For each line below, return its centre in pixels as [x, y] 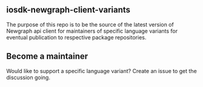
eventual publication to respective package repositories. [76, 37]
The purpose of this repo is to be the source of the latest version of [90, 24]
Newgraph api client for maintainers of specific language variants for [92, 31]
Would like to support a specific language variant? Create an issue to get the [101, 71]
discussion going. [28, 77]
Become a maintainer [47, 56]
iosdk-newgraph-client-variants [68, 10]
